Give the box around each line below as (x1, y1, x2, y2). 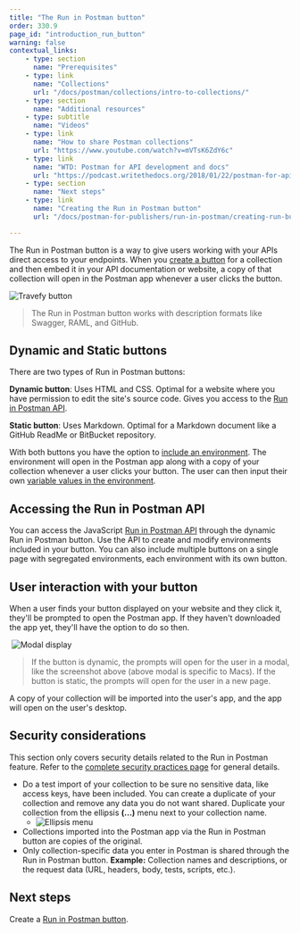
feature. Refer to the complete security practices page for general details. (9, 761, 280, 772)
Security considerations (9, 729, 146, 744)
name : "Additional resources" (32, 104, 146, 113)
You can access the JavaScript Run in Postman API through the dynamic (9, 525, 276, 536)
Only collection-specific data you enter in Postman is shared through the (21, 845, 290, 855)
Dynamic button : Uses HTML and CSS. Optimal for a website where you (9, 384, 275, 395)
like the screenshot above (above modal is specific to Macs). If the (30, 666, 277, 677)
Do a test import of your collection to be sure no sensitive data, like (21, 779, 270, 789)
